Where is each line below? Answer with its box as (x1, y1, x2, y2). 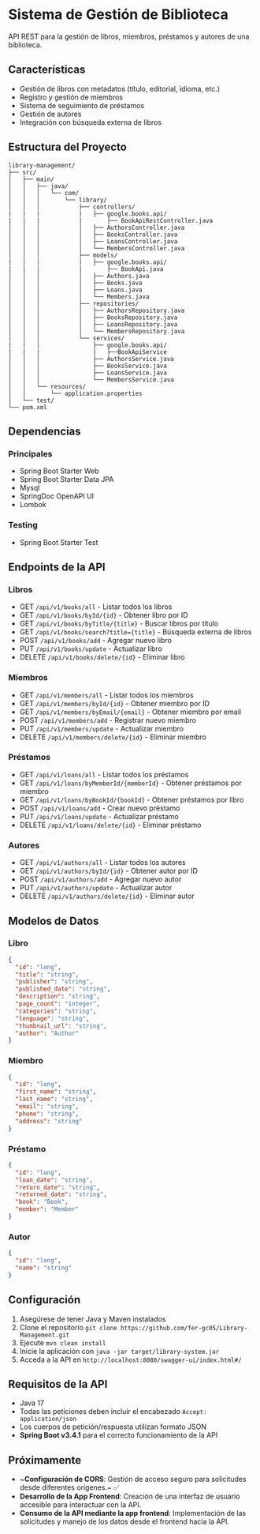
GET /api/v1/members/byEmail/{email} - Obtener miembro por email (19, 707, 242, 716)
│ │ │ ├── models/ (8, 251, 118, 259)
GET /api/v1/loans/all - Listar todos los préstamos (19, 769, 189, 779)
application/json (19, 1416, 77, 1423)
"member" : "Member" (15, 1205, 80, 1213)
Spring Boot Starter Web (19, 466, 100, 476)
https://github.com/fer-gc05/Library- (121, 1324, 248, 1332)
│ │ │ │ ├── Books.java (8, 279, 143, 287)
